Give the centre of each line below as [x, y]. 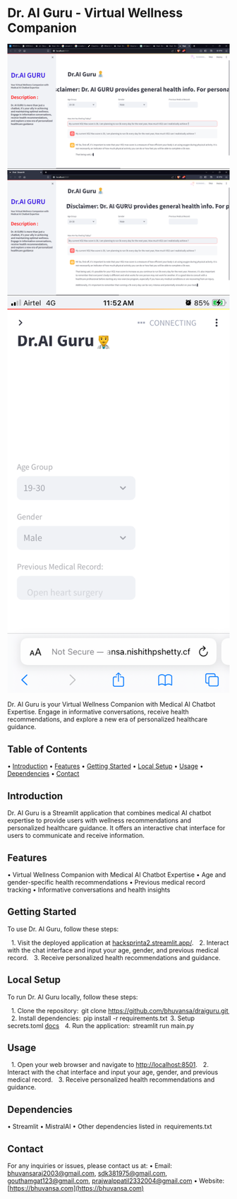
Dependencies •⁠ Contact [43, 774]
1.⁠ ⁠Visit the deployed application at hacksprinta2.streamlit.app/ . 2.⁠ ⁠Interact [120, 943]
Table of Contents [48, 749]
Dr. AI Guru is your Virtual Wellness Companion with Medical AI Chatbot [111, 704]
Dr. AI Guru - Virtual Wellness [95, 13]
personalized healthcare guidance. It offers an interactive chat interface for [116, 828]
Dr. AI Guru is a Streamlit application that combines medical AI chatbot [109, 813]
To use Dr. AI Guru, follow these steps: [63, 929]
